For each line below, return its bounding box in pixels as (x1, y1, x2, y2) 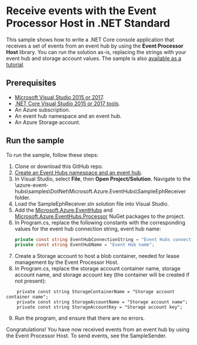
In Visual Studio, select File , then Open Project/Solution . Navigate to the (14, 175, 191, 182)
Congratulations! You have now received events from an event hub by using (6, 326, 190, 333)
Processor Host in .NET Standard (6, 16, 171, 30)
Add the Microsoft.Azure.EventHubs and (14, 206, 113, 213)
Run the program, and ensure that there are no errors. (14, 314, 145, 321)
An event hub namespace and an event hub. (14, 112, 122, 119)
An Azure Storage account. (14, 119, 81, 126)
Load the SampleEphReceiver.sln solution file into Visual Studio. (14, 200, 169, 207)
